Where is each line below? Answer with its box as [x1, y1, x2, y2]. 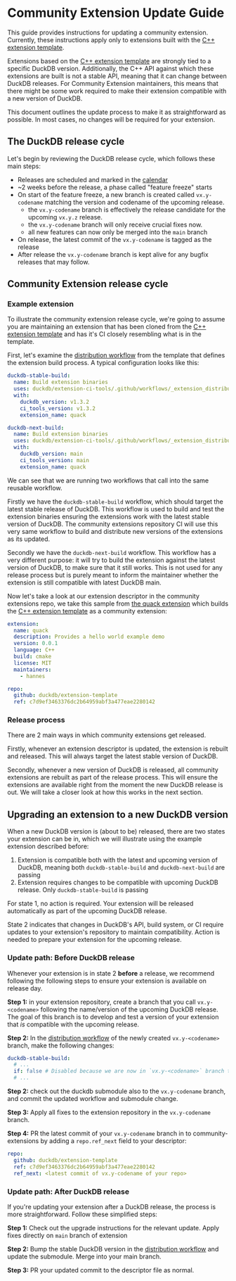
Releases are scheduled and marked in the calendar [17, 175, 169, 184]
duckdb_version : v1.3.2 [20, 398, 90, 405]
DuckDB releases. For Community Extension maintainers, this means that [7, 79, 219, 87]
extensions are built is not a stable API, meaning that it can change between [7, 72, 227, 80]
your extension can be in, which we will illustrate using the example [7, 835, 202, 843]
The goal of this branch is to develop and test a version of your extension [7, 1012, 219, 1021]
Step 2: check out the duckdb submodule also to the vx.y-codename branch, [7, 1087, 226, 1095]
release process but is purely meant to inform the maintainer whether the [7, 571, 219, 579]
